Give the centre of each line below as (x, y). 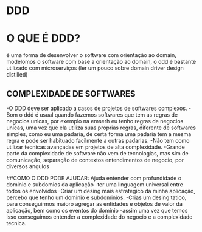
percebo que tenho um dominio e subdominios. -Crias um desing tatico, (96, 197)
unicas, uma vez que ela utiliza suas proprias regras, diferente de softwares (101, 128)
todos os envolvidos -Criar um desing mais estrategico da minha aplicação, (101, 191)
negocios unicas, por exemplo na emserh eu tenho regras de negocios (95, 121)
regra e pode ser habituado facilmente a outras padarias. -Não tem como (98, 140)
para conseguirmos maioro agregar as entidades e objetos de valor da (94, 203)
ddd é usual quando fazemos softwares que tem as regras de (101, 114)
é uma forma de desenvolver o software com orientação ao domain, (91, 55)
